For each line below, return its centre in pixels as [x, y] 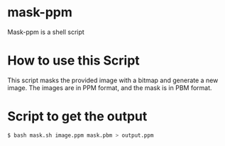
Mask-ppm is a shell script [46, 32]
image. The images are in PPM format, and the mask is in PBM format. [110, 88]
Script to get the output [77, 117]
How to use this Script [73, 61]
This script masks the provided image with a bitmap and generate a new [113, 80]
